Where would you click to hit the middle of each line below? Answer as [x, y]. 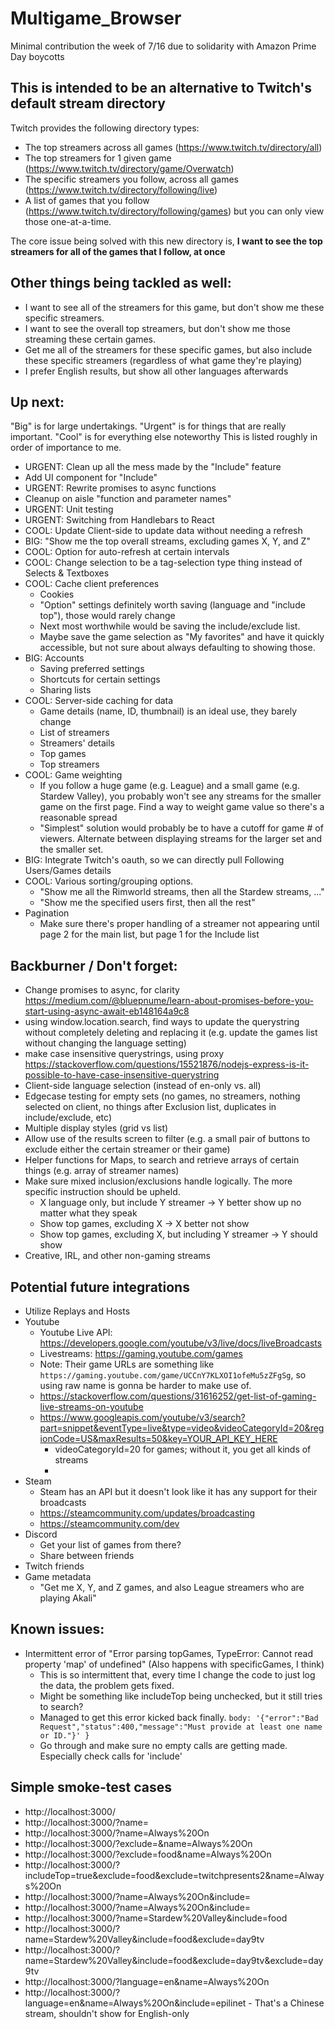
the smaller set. [71, 849]
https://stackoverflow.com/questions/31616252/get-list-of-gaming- [178, 1396]
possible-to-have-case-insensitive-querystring [122, 1075]
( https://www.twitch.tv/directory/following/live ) [121, 189]
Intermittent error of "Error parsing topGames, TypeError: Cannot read [168, 1653]
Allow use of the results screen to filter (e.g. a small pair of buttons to [167, 1139]
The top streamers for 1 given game [98, 158]
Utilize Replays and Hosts [77, 1311]
